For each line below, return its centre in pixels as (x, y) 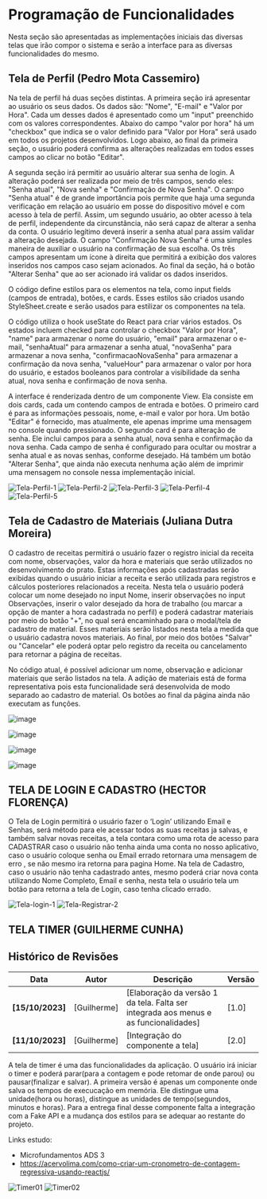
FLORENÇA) (39, 802)
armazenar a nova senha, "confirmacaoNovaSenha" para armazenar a (123, 355)
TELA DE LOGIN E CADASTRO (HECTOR (107, 790)
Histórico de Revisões (64, 957)
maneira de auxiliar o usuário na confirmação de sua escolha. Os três (122, 248)
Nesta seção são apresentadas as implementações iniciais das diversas (126, 37)
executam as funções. (44, 703)
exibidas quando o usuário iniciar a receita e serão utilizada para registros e (132, 578)
